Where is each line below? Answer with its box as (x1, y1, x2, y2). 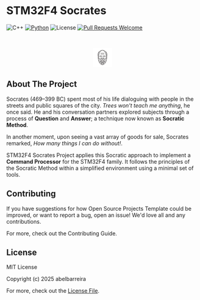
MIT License (6, 263, 38, 271)
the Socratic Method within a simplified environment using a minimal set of (6, 164, 194, 172)
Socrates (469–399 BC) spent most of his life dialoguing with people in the (6, 95, 194, 103)
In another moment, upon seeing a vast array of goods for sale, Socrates (6, 133, 189, 141)
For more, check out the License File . (6, 287, 99, 295)
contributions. (6, 218, 41, 225)
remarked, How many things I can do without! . (6, 139, 123, 147)
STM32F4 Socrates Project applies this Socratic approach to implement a (6, 151, 191, 159)
